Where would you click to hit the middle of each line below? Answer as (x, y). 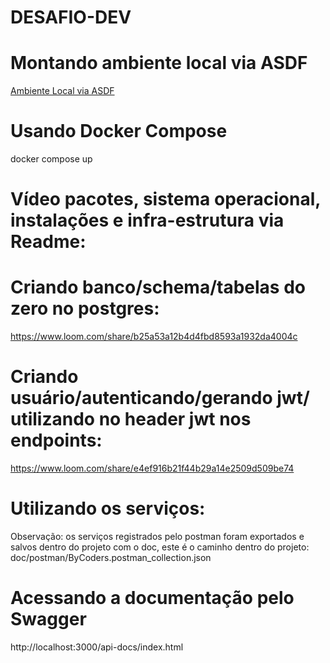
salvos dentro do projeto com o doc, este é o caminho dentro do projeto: (160, 547)
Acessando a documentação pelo (152, 598)
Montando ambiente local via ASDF (159, 63)
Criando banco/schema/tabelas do (158, 287)
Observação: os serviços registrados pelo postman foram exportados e (157, 537)
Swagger (48, 619)
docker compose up (51, 159)
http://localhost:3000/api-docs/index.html (97, 647)
